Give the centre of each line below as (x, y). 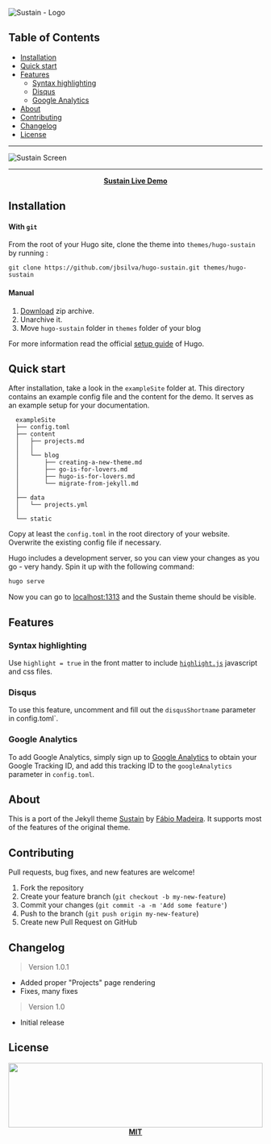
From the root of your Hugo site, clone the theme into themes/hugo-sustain (132, 244)
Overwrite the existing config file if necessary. (85, 543)
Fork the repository (52, 888)
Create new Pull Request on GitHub (79, 922)
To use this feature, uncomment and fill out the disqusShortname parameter (132, 710)
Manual (21, 293)
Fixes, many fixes (49, 992)
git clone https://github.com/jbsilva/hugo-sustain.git (104, 268)
